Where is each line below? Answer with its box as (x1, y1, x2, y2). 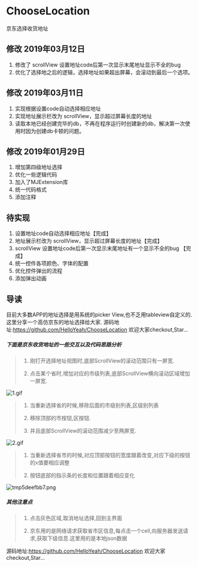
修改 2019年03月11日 (6, 88, 84, 98)
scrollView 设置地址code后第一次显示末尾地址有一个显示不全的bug (14, 245, 179, 252)
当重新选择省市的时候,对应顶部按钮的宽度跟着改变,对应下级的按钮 (29, 451, 190, 459)
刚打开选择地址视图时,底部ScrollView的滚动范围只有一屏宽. (29, 357, 175, 364)
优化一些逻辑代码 (14, 171, 57, 178)
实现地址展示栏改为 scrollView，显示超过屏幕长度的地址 (14, 112, 153, 119)
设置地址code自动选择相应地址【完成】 (14, 230, 112, 237)
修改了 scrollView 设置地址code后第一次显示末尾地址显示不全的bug (14, 61, 181, 68)
